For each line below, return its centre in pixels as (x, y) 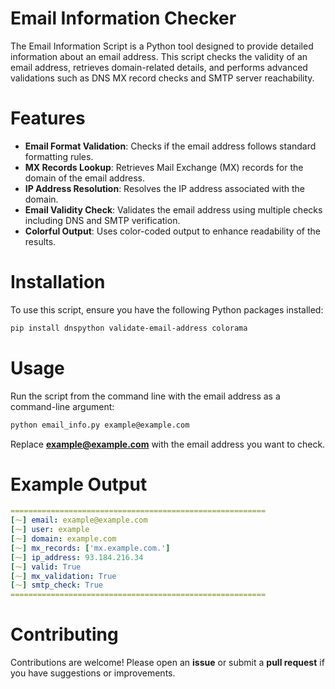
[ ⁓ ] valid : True (46, 567)
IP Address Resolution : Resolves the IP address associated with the (164, 188)
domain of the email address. (84, 178)
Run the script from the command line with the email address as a (145, 396)
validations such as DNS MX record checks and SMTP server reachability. (162, 78)
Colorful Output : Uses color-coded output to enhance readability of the (172, 231)
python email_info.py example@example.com (100, 425)
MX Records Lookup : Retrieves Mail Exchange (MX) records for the (164, 167)
